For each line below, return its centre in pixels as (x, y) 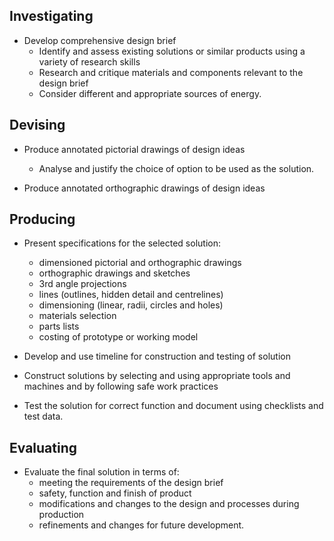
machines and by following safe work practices (121, 386)
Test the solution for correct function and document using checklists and (173, 406)
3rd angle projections (82, 284)
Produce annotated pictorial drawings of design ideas (134, 149)
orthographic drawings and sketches (114, 273)
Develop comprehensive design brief (100, 40)
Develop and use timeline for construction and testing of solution (157, 356)
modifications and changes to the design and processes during (169, 504)
